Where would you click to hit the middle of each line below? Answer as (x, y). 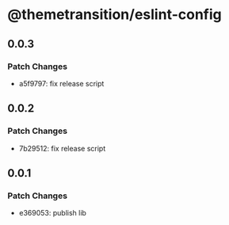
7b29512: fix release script (62, 148)
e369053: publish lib (52, 213)
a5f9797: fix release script (61, 83)
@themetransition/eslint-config (115, 15)
